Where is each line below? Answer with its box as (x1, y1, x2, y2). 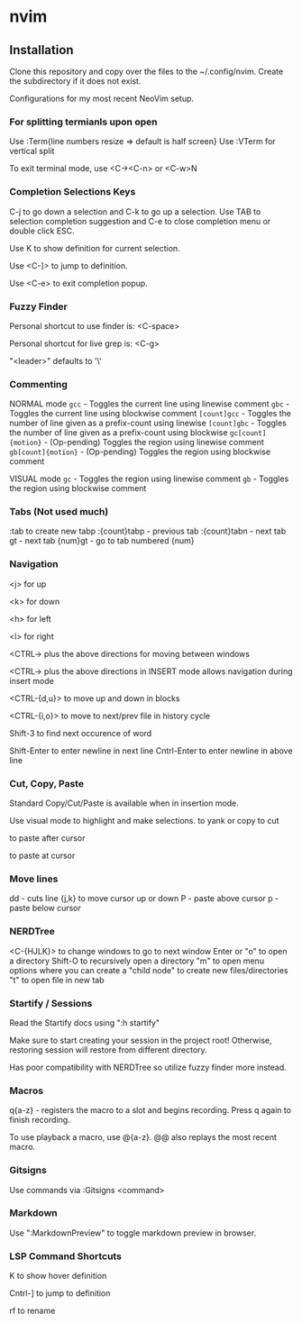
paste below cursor (9, 903, 81, 914)
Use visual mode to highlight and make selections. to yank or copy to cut (9, 816, 279, 826)
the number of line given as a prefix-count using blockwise (9, 427, 228, 438)
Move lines (9, 872, 59, 885)
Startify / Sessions (9, 997, 93, 1009)
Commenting (9, 378, 68, 390)
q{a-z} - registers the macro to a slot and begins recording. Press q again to (9, 1105, 291, 1116)
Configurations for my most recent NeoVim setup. (9, 93, 195, 104)
